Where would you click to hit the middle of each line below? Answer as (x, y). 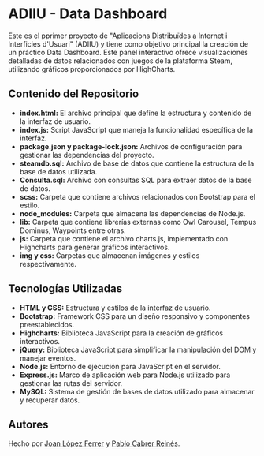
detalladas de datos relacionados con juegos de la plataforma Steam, (121, 61)
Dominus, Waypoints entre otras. (73, 230)
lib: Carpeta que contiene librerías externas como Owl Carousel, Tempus (138, 222)
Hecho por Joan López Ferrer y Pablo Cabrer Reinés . (94, 443)
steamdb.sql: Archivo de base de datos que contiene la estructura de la (137, 163)
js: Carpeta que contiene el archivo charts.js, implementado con (124, 238)
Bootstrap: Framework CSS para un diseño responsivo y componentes (135, 316)
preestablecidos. (47, 324)
